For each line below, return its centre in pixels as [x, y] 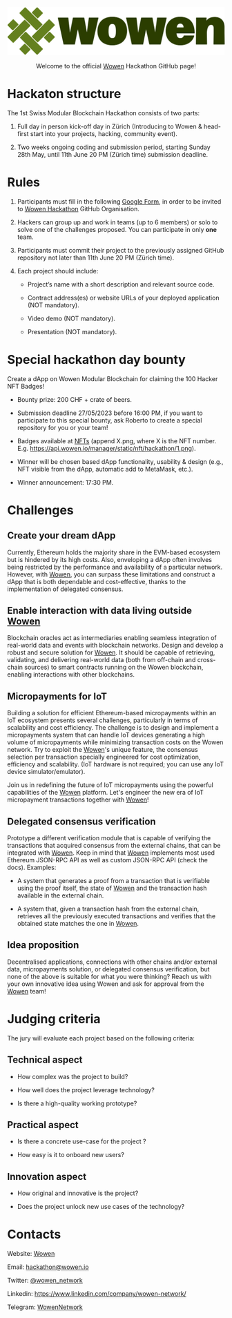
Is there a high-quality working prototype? [77, 1103]
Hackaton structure [64, 94]
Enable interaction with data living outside [99, 610]
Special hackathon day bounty [97, 359]
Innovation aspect [47, 1176]
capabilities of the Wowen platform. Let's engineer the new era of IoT [105, 793]
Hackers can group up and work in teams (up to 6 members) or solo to [117, 222]
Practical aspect [43, 1125]
